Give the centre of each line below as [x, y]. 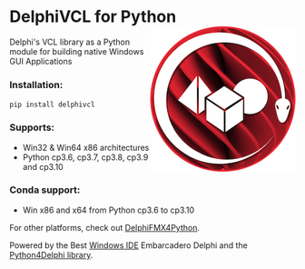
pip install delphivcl [52, 105]
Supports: [32, 127]
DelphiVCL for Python [93, 17]
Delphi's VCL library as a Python [69, 42]
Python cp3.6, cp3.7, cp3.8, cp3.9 [85, 157]
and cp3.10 [43, 166]
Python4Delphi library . [51, 254]
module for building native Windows [77, 51]
